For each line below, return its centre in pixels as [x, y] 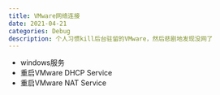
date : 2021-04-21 [38, 24]
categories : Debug [39, 31]
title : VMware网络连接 [44, 16]
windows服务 [42, 63]
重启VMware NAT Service [63, 83]
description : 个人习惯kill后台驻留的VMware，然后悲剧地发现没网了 [111, 39]
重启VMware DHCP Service [66, 73]
